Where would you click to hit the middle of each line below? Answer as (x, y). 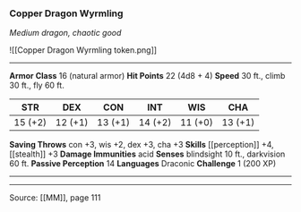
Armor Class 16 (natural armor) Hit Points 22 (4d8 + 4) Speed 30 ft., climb (147, 76)
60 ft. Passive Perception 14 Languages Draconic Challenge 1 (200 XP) (143, 164)
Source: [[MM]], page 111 (55, 198)
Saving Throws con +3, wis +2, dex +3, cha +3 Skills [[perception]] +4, (142, 145)
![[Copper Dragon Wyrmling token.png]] (83, 50)
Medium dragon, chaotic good (65, 33)
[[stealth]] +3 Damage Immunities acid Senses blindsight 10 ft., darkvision (147, 154)
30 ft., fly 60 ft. (37, 85)
